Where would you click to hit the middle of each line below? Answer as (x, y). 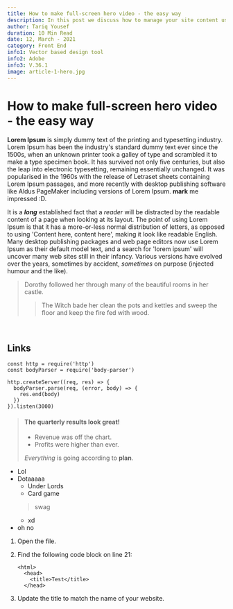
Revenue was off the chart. (73, 437)
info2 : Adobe (26, 59)
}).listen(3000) (31, 406)
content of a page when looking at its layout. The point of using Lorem (107, 220)
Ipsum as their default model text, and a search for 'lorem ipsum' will (105, 249)
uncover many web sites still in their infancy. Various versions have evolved (115, 257)
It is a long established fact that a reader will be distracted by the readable (113, 212)
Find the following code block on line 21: (75, 555)
